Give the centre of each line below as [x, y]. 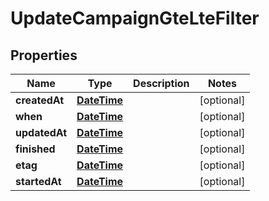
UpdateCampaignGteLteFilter [135, 18]
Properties [44, 55]
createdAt [40, 100]
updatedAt [41, 132]
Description [161, 83]
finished [35, 149]
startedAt [38, 181]
